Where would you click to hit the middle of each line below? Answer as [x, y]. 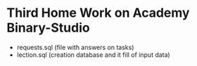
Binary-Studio [48, 28]
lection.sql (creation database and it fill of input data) [93, 55]
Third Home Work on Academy [98, 13]
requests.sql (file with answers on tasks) [75, 47]
